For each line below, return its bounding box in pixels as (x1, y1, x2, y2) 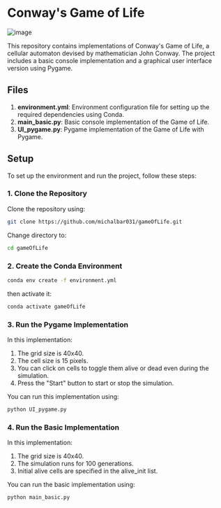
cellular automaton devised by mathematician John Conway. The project (7, 49, 215, 57)
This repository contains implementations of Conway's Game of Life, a (7, 41, 210, 50)
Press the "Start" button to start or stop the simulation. (17, 379, 174, 387)
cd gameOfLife (7, 244, 49, 251)
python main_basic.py (7, 494, 70, 501)
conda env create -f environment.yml (7, 276, 117, 284)
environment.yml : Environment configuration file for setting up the (17, 103, 210, 111)
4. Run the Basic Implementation (7, 422, 120, 432)
